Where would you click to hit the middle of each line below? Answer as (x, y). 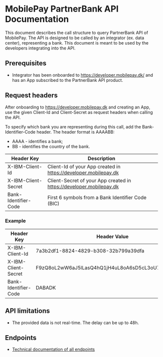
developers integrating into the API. (40, 48)
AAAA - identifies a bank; (37, 141)
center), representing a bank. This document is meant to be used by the (77, 43)
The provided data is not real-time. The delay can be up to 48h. (75, 323)
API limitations (27, 311)
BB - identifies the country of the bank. (51, 146)
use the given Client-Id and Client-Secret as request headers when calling (79, 112)
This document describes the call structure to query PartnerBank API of (77, 32)
